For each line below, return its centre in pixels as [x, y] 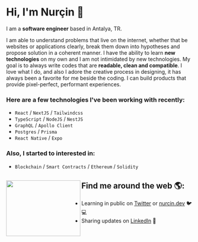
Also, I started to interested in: [51, 153]
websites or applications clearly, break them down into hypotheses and [93, 46]
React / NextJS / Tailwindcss [49, 113]
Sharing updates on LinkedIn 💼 [119, 221]
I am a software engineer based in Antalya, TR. [64, 29]
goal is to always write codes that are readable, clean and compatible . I [94, 65]
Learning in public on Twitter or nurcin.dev [133, 203]
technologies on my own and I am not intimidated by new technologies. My [98, 59]
